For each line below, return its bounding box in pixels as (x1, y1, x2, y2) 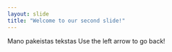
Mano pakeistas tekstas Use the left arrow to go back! (7, 36, 166, 45)
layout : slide (7, 10, 50, 18)
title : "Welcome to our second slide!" (7, 17, 126, 24)
